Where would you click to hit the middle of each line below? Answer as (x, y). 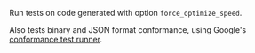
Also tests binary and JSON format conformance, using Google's (128, 30)
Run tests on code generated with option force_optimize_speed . (126, 13)
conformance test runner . (56, 39)
